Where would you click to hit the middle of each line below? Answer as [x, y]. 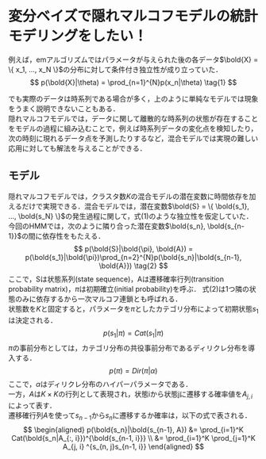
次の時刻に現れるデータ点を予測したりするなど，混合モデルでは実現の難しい [133, 138]
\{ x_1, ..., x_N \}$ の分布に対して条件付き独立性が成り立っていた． [116, 69]
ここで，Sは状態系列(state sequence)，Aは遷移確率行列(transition [116, 279]
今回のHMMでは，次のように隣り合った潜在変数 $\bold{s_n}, [107, 226]
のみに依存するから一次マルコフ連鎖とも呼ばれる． [98, 299]
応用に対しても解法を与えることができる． [77, 148]
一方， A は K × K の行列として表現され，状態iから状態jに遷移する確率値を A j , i [130, 395]
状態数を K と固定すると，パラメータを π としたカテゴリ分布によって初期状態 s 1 [133, 310]
